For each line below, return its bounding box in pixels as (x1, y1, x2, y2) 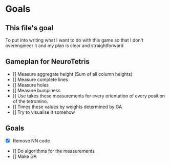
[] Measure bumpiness (12, 87, 60, 93)
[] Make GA (12, 153, 37, 159)
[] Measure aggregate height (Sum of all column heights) (12, 71, 133, 77)
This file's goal (5, 24, 54, 32)
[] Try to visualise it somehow (12, 109, 75, 115)
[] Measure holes (12, 81, 49, 88)
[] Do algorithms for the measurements (12, 148, 95, 154)
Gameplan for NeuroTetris (5, 57, 90, 66)
